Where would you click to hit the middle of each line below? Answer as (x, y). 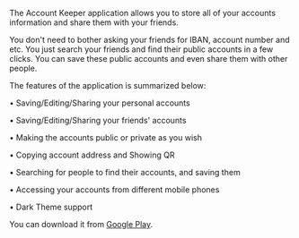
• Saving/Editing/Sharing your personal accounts (100, 103)
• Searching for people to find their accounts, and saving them (125, 172)
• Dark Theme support (51, 207)
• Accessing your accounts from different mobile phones (114, 190)
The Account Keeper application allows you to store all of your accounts (143, 13)
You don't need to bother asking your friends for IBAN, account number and (149, 40)
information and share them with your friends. (94, 22)
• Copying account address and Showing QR (92, 155)
